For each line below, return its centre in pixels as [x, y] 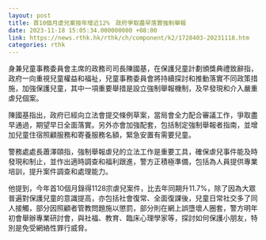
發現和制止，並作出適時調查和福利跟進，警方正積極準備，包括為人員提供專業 [133, 162]
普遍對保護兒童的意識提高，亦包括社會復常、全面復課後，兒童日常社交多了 [129, 198]
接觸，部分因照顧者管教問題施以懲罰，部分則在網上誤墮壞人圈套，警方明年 [136, 208]
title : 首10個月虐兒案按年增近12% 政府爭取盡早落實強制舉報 [97, 23]
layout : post [30, 15]
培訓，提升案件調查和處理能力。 [60, 172]
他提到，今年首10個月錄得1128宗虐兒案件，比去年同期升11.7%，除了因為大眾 [132, 189]
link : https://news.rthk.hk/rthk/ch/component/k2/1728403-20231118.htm [129, 38]
